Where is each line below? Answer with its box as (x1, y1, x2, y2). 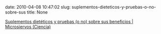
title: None (27, 9, 48, 15)
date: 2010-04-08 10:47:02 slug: (5, 4, 71, 10)
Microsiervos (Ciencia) (5, 24, 51, 30)
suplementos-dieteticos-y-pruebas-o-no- (72, 4, 156, 10)
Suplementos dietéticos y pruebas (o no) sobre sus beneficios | (5, 19, 134, 24)
